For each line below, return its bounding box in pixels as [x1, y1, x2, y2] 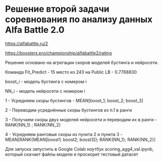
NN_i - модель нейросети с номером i [5, 88, 85, 94]
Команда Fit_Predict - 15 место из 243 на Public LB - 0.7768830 [5, 69, 137, 75]
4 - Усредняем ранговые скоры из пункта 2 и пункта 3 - [5, 131, 123, 137]
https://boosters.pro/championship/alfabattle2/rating [5, 50, 112, 56]
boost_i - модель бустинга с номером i [5, 79, 87, 84]
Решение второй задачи [5, 3, 109, 15]
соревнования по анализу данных [5, 14, 153, 25]
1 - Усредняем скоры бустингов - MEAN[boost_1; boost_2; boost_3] [5, 97, 143, 104]
